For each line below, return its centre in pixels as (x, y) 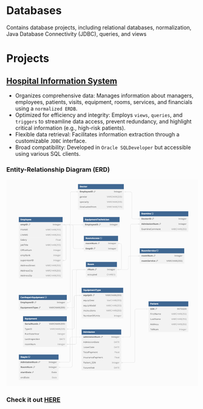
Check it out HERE (33, 400)
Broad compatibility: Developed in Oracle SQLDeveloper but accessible (103, 147)
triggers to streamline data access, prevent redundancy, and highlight (103, 121)
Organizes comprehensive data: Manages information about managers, (104, 96)
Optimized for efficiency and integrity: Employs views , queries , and (99, 115)
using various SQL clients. (48, 153)
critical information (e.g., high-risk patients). (70, 128)
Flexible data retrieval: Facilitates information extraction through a (97, 134)
